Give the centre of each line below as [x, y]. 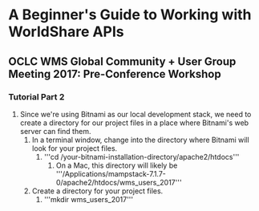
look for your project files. [75, 148]
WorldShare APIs [66, 32]
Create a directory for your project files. [97, 191]
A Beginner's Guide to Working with [130, 15]
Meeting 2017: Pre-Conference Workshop [115, 74]
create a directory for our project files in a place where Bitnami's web [134, 123]
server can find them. [55, 131]
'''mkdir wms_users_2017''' [89, 199]
